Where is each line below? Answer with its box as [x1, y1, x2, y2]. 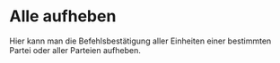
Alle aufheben [9, 6, 117, 27]
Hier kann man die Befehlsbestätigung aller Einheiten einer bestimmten [9, 35, 272, 46]
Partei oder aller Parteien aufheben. [9, 44, 142, 55]
